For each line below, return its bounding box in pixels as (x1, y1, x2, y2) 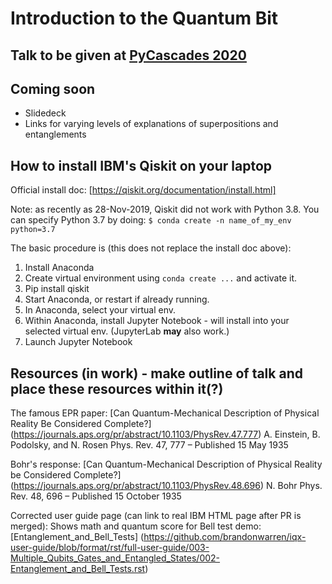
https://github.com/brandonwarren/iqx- (143, 531, 307, 543)
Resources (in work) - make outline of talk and (10, 365, 303, 382)
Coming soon (10, 80, 96, 97)
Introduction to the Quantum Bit (10, 7, 279, 30)
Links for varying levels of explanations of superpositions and (24, 118, 279, 130)
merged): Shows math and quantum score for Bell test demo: (10, 520, 262, 532)
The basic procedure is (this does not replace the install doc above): (10, 242, 292, 254)
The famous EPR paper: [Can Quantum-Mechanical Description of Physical (10, 407, 320, 419)
